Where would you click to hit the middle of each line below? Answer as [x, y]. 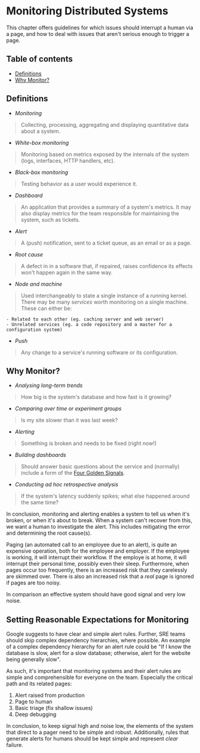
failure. [15, 745]
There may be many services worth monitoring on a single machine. [104, 302]
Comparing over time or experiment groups [68, 408]
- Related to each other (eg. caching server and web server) [85, 319]
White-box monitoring [42, 142]
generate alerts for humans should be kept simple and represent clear [92, 739]
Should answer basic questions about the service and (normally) [100, 467]
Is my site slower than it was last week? [69, 420]
